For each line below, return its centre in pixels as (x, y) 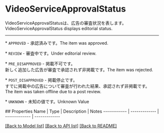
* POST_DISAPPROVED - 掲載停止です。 (41, 80)
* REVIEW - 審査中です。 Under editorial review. (51, 53)
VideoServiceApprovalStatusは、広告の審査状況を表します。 (66, 23)
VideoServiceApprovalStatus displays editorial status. (59, 28)
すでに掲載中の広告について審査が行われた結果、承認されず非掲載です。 (77, 86)
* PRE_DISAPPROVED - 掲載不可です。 (40, 64)
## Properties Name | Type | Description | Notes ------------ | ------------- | (82, 111)
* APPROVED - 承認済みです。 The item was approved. (57, 43)
